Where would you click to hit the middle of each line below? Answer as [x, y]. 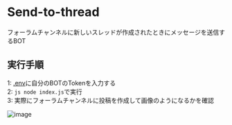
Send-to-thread [53, 12]
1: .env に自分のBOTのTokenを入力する [62, 83]
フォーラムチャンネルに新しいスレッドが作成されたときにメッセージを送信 [113, 32]
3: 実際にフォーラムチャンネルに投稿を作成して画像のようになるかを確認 [111, 100]
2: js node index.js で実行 [45, 92]
